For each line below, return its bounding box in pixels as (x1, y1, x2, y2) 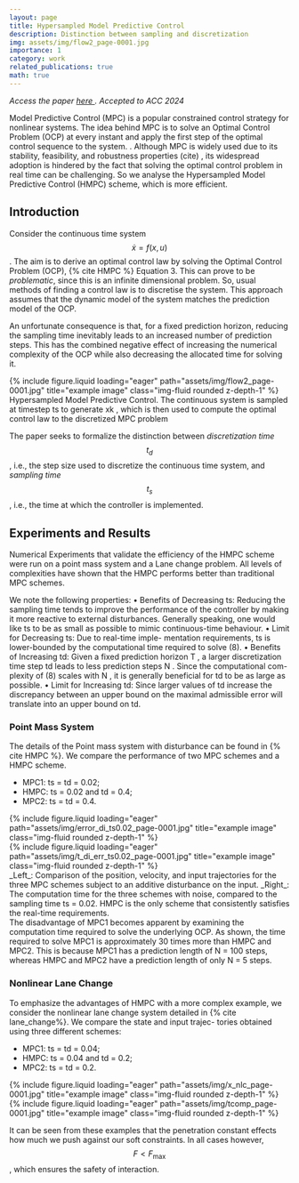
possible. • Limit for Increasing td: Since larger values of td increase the (9, 680, 273, 690)
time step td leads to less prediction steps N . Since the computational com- (9, 660, 287, 672)
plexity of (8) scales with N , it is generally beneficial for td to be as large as (9, 670, 287, 680)
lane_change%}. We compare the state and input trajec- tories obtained (9, 1016, 273, 1027)
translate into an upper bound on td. (9, 698, 141, 709)
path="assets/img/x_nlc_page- (159, 1079, 273, 1090)
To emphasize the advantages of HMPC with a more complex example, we (9, 997, 282, 1008)
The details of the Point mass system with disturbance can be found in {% (9, 741, 281, 752)
